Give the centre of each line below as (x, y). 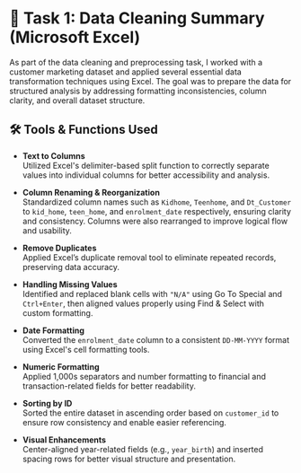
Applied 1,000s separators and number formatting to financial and (144, 376)
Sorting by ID (47, 403)
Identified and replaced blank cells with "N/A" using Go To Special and (152, 293)
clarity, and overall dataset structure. (77, 100)
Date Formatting (53, 330)
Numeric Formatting (61, 366)
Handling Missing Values (70, 284)
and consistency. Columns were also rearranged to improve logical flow (155, 221)
